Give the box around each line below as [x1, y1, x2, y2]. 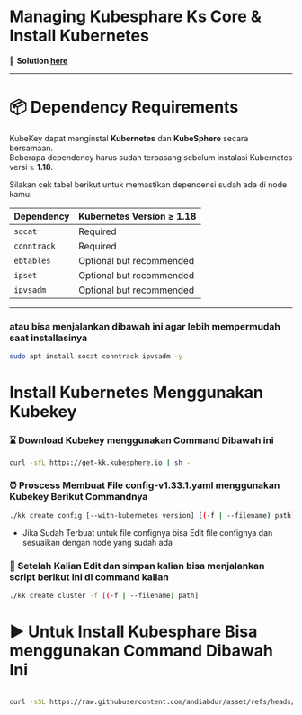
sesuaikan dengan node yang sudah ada [22, 537, 173, 548]
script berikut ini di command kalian [9, 570, 169, 583]
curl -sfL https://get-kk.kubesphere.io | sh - [9, 457, 191, 467]
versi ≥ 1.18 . [9, 161, 54, 172]
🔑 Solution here [9, 55, 68, 66]
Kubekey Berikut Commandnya [9, 491, 148, 503]
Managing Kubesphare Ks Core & [9, 6, 262, 27]
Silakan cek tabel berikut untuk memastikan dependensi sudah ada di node [9, 178, 288, 190]
